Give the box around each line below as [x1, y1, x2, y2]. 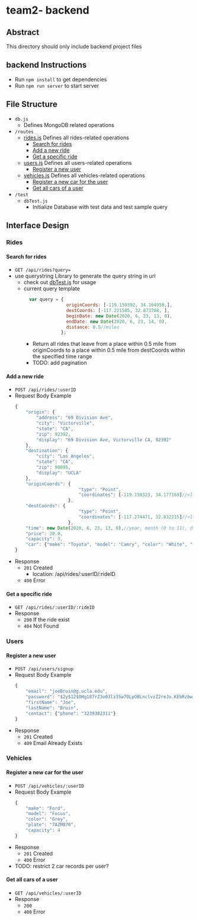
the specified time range [32, 353, 92, 360]
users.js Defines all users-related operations [23, 159, 132, 166]
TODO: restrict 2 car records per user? [14, 862, 109, 870]
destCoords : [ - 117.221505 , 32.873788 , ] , [66, 307, 170, 313]
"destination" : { [25, 448, 69, 454]
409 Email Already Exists [23, 739, 83, 746]
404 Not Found [23, 622, 59, 629]
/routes [14, 129, 34, 135]
